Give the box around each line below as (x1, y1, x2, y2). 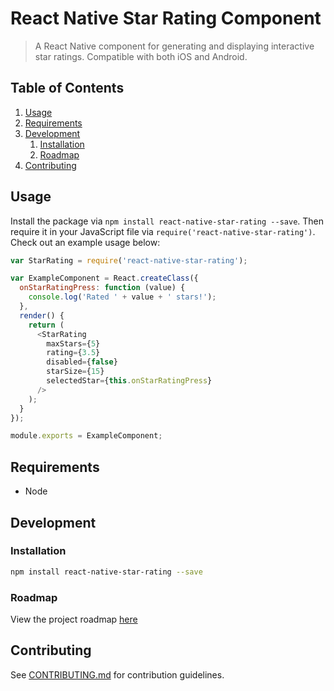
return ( (28, 320, 65, 330)
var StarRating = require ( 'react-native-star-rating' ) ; (10, 255, 248, 266)
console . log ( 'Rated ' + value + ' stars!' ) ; (28, 292, 217, 302)
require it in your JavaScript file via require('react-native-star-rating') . (10, 225, 316, 237)
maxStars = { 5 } (46, 338, 101, 349)
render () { (19, 310, 65, 321)
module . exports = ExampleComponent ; (10, 431, 163, 441)
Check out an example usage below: (10, 236, 161, 248)
